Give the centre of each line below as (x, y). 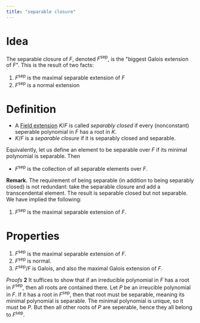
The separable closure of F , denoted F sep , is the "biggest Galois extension (98, 59)
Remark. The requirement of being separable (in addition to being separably (100, 180)
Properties (33, 236)
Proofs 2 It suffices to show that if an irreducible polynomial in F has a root (98, 280)
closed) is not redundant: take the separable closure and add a (83, 187)
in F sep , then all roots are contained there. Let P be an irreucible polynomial (99, 287)
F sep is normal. (33, 260)
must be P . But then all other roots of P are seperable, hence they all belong (99, 307)
